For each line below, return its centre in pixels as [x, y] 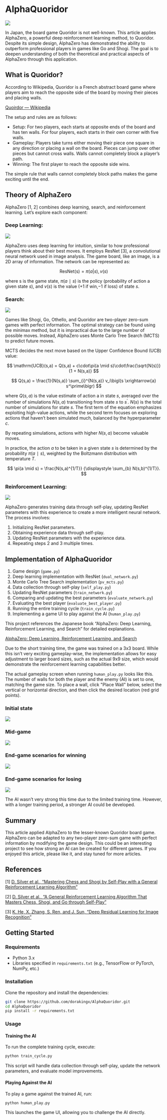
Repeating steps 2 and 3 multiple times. [53, 543]
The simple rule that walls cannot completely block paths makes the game [81, 173]
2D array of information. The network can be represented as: [68, 261]
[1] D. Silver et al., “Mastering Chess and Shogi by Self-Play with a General [82, 881]
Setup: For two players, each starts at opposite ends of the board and [84, 127]
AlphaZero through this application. [41, 59]
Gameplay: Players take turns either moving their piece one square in [83, 143]
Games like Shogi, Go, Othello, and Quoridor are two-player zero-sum [77, 320]
